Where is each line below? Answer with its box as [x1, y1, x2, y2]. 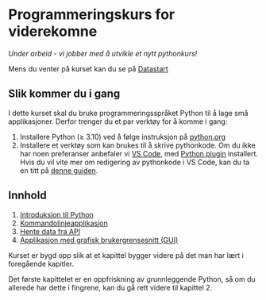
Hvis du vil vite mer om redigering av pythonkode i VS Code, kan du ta [19, 157, 250, 167]
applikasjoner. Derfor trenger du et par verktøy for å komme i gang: [8, 117, 228, 126]
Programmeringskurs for [8, 6, 175, 24]
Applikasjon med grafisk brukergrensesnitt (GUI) [19, 235, 179, 244]
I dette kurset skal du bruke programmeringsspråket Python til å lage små [8, 108, 249, 117]
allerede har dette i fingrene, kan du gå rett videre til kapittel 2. [8, 283, 213, 292]
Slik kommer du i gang [8, 87, 121, 101]
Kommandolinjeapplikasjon [19, 218, 109, 228]
